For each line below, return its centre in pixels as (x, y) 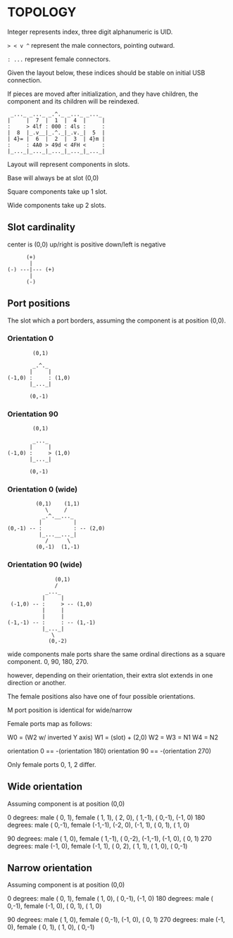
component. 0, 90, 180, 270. (48, 661)
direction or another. (37, 682)
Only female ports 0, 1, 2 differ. (52, 764)
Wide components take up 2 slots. (57, 205)
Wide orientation (45, 787)
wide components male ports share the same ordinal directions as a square (116, 654)
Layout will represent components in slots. (69, 164)
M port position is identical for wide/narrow (70, 710)
